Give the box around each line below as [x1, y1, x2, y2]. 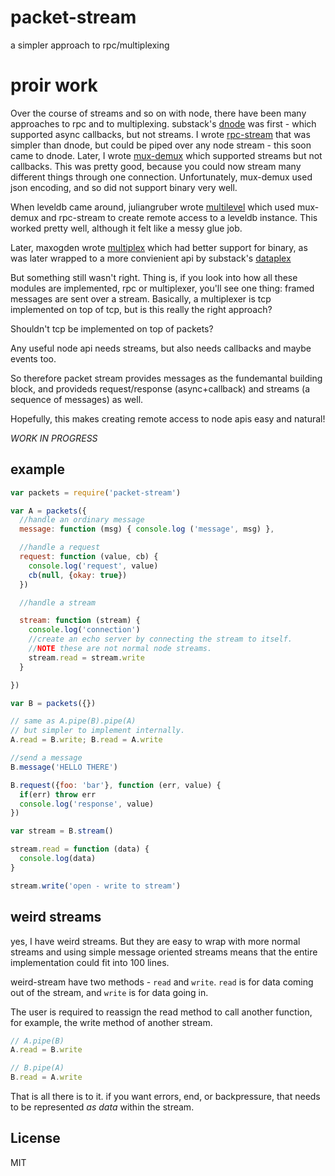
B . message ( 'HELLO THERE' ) [10, 762, 118, 772]
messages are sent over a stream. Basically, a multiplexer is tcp [10, 292, 272, 305]
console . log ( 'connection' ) [28, 625, 141, 635]
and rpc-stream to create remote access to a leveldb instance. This [40, 211, 318, 223]
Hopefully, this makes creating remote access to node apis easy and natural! [10, 412, 326, 425]
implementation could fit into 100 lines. [10, 956, 170, 968]
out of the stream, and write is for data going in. [10, 986, 209, 998]
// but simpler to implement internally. [10, 726, 186, 736]
